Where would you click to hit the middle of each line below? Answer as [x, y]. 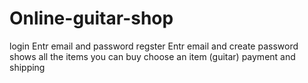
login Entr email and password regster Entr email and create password [154, 46]
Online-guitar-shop [91, 18]
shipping [27, 67]
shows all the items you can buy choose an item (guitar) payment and [152, 56]
